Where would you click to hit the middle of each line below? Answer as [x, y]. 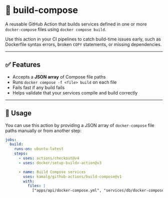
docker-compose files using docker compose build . [56, 29]
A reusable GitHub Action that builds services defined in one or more [76, 24]
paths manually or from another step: [43, 130]
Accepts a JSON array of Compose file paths [59, 76]
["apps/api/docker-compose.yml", [66, 190]
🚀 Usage [18, 113]
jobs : [11, 139]
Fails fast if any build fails [38, 87]
